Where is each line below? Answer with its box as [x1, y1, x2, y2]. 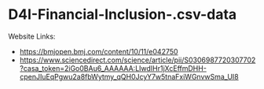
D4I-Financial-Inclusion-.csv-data [8, 6, 237, 24]
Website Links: [8, 32, 56, 41]
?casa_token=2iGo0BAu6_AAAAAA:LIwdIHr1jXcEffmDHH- [19, 63, 207, 72]
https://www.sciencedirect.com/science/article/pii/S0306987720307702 [19, 55, 256, 65]
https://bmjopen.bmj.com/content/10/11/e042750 [19, 46, 178, 56]
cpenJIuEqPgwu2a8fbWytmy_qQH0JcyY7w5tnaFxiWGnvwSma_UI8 [19, 72, 239, 81]
